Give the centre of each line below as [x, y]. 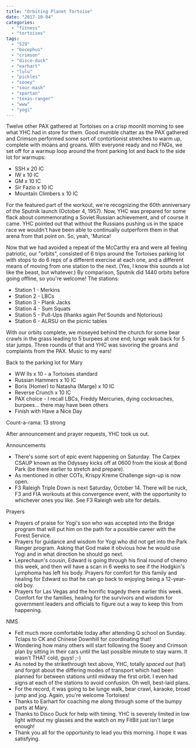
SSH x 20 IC [29, 169]
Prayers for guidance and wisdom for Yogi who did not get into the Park [101, 542]
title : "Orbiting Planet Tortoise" [49, 11]
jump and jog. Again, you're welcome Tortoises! [72, 695]
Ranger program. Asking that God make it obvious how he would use [97, 548]
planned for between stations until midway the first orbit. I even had [96, 676]
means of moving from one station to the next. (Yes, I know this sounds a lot [98, 266]
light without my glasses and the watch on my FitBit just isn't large [94, 720]
